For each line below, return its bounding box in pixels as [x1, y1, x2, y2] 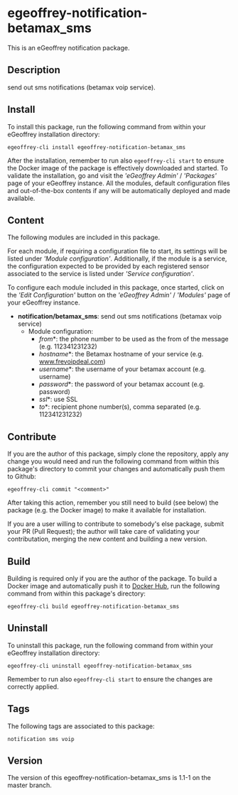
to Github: [7, 472, 37, 481]
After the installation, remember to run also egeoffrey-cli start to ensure [7, 156, 225, 165]
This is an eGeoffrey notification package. [7, 43, 130, 52]
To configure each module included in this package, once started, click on [7, 283, 225, 292]
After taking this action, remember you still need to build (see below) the [7, 498, 219, 507]
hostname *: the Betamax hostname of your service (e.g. [38, 350, 204, 358]
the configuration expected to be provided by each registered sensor [7, 262, 210, 270]
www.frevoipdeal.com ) [38, 357, 106, 366]
